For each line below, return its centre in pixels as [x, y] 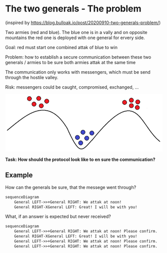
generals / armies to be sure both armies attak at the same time [70, 62]
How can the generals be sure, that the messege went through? [71, 187]
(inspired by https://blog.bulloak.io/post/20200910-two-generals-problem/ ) [83, 23]
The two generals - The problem [73, 9]
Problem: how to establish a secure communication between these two [78, 57]
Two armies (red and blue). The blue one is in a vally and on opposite [76, 32]
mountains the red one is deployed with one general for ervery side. [75, 38]
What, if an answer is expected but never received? [58, 216]
